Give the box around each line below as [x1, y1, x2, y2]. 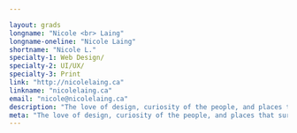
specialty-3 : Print [9, 70, 81, 79]
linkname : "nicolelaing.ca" [9, 85, 113, 95]
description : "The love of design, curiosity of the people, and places [9, 102, 283, 111]
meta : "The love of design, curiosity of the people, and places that [9, 111, 275, 120]
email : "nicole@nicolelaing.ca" [9, 94, 128, 103]
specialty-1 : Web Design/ [9, 54, 104, 63]
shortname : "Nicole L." [9, 45, 97, 54]
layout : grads [9, 20, 62, 29]
